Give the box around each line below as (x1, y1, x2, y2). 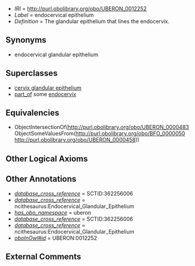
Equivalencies (5, 108, 59, 118)
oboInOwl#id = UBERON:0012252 (14, 234, 97, 241)
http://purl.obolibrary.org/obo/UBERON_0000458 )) (14, 136, 140, 143)
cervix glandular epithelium (14, 84, 82, 91)
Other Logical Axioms (5, 154, 88, 164)
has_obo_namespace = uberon (14, 209, 92, 216)
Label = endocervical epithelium (14, 11, 94, 19)
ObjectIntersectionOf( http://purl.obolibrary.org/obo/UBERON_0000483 (14, 124, 189, 131)
